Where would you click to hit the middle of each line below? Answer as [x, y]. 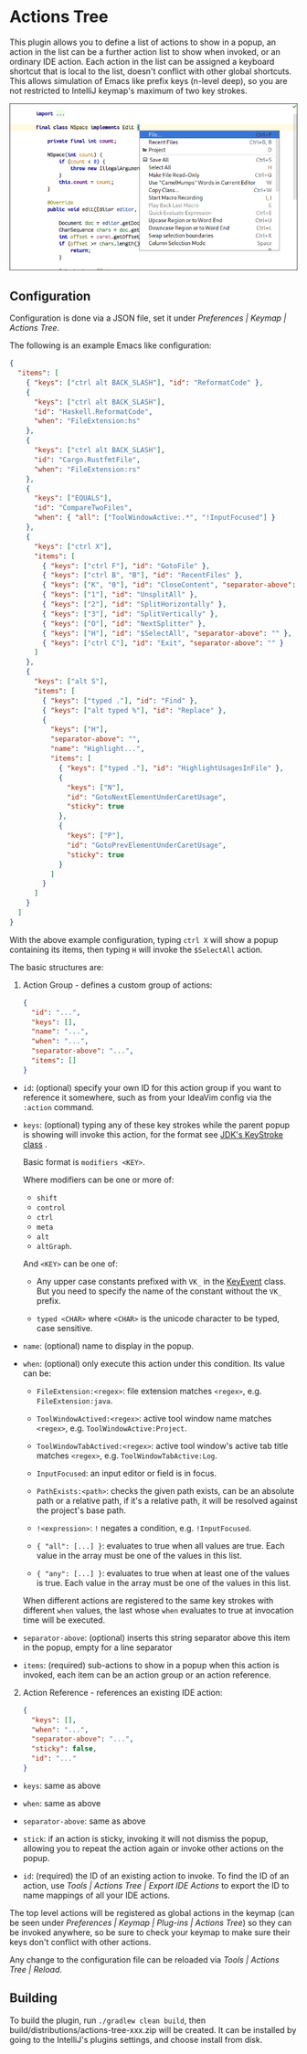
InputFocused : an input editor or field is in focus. [127, 1473]
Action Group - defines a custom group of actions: [117, 985]
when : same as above [62, 1803]
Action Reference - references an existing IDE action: [122, 1692]
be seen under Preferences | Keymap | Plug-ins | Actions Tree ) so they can [151, 1922]
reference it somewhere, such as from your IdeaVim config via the [147, 1097]
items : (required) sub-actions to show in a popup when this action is [151, 1665]
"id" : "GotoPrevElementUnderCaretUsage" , [147, 845]
